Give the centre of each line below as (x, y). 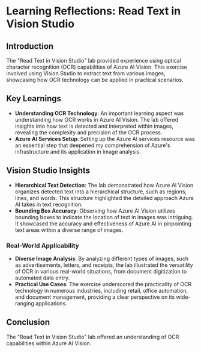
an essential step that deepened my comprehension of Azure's (92, 145)
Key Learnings (34, 98)
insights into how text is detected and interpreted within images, (94, 126)
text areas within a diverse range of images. (69, 230)
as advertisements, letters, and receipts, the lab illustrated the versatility (104, 265)
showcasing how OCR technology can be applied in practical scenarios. (95, 80)
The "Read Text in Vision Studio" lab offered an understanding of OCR (93, 337)
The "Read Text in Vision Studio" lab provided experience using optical (94, 61)
